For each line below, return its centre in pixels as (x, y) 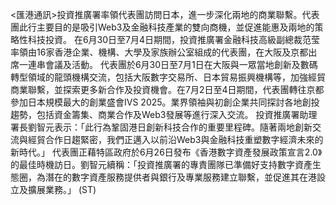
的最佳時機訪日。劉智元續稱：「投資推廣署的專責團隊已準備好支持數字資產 (161, 164)
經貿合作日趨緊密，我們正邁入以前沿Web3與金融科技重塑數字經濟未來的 (175, 139)
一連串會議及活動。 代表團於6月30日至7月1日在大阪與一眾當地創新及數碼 (168, 64)
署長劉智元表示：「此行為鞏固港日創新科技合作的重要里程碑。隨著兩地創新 (161, 127)
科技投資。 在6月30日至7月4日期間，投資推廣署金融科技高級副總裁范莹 (174, 39)
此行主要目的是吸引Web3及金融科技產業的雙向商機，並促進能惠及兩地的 (166, 27)
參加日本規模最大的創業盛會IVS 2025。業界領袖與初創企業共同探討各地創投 (165, 102)
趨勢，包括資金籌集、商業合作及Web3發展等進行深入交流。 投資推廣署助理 (164, 114)
